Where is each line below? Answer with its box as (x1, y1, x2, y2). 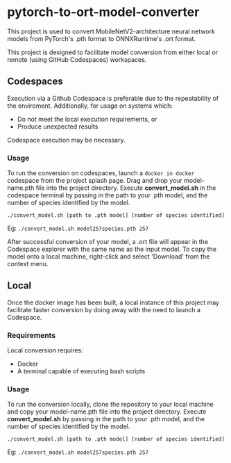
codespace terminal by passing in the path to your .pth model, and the (7, 191, 208, 200)
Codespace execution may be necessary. (7, 136, 126, 144)
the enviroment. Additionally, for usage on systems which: (7, 101, 173, 110)
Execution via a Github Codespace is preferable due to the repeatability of (7, 94, 219, 102)
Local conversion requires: (7, 346, 83, 355)
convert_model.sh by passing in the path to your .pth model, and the (7, 415, 205, 423)
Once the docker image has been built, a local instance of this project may (7, 298, 220, 307)
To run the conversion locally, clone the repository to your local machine (7, 400, 214, 409)
